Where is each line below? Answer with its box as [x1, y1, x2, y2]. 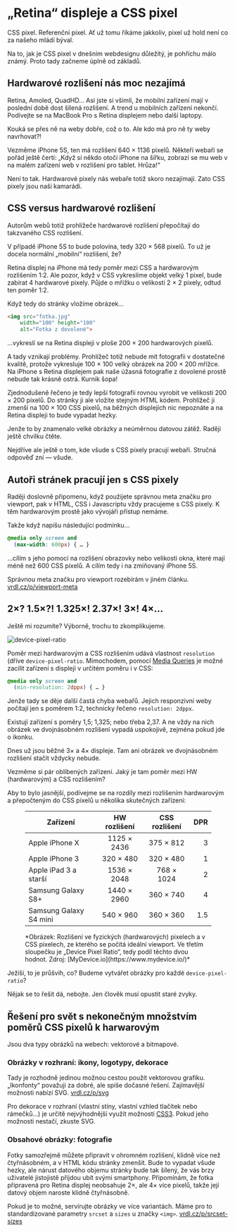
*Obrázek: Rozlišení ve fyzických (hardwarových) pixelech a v [25, 933, 205, 941]
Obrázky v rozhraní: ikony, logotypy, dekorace [7, 1058, 169, 1068]
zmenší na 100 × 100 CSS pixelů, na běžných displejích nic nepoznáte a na [7, 404, 224, 412]
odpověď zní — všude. [7, 453, 73, 462]
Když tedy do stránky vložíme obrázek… [7, 299, 125, 308]
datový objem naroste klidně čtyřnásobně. [7, 1188, 130, 1197]
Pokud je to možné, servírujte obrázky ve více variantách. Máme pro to [7, 1202, 212, 1210]
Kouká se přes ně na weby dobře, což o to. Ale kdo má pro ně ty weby [7, 125, 211, 133]
